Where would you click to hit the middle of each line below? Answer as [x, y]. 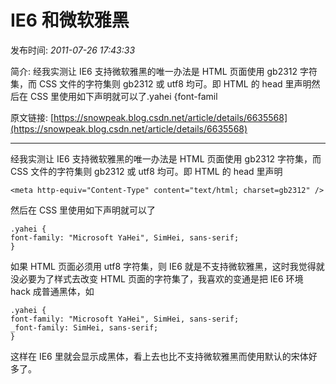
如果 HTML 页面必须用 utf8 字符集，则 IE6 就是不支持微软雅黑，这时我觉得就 [167, 266]
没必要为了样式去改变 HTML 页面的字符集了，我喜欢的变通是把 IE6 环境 [157, 278]
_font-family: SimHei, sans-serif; [84, 327]
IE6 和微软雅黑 [70, 20]
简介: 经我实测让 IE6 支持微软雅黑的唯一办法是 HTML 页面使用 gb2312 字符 [164, 71]
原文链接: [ [32, 117]
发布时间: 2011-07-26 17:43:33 [73, 50]
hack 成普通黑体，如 [52, 291]
